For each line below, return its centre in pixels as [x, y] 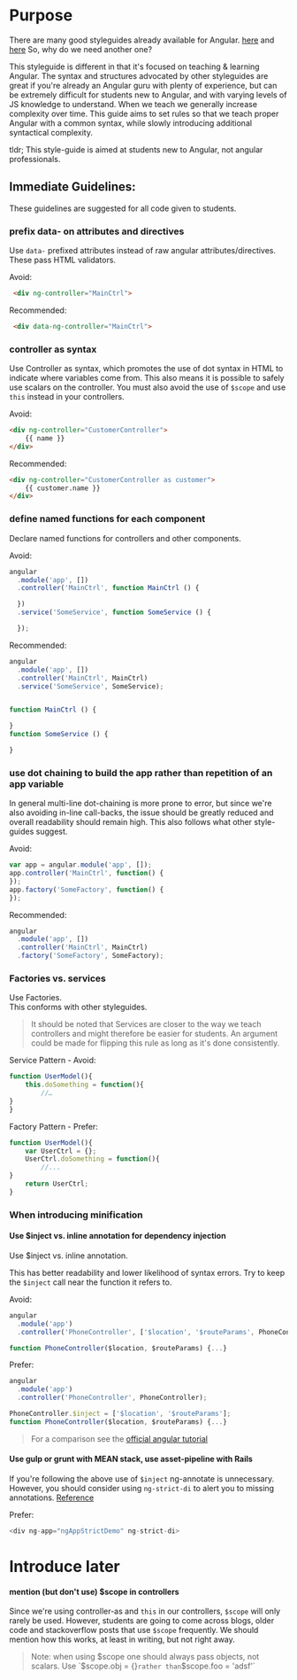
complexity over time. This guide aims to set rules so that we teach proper [144, 113]
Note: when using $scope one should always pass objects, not [145, 1657]
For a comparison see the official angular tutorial [119, 1439]
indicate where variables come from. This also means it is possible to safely [147, 378]
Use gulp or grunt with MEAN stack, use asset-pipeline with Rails [131, 1459]
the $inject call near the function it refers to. [91, 1282]
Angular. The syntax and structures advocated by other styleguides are [139, 75]
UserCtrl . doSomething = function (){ [93, 1159]
